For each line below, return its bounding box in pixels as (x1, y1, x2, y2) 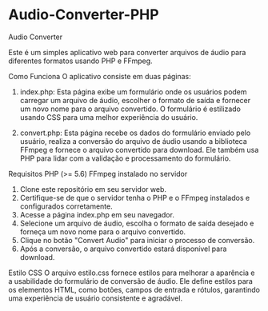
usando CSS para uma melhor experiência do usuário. (19, 112, 198, 122)
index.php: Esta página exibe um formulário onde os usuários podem (19, 86, 247, 97)
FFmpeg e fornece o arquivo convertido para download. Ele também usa (19, 145, 259, 154)
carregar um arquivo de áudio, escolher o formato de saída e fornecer (19, 95, 250, 105)
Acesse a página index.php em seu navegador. (19, 209, 174, 219)
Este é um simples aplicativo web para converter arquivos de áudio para (8, 47, 246, 57)
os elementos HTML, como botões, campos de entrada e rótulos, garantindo (8, 285, 260, 294)
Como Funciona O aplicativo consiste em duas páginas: (8, 71, 192, 81)
